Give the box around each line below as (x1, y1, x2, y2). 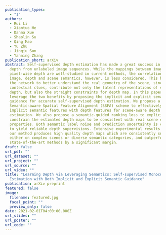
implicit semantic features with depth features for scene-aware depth (9, 108, 161, 113)
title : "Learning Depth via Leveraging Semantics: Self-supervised (5, 172, 147, 177)
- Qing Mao (9, 39, 32, 44)
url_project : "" (5, 158, 39, 163)
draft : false (5, 145, 32, 150)
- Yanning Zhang (9, 53, 43, 58)
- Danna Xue (9, 30, 35, 35)
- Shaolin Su (9, 35, 37, 40)
